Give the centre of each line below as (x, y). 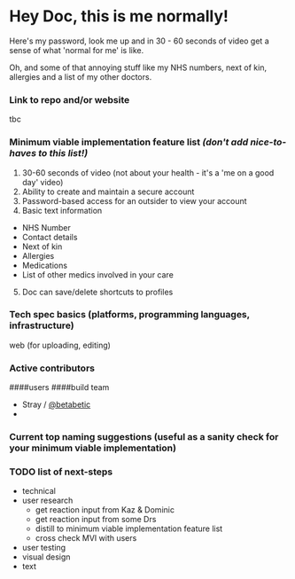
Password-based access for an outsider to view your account (134, 200)
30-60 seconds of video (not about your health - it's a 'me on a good (148, 172)
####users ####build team (59, 387)
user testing (44, 548)
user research (47, 501)
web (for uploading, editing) (60, 345)
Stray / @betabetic (56, 404)
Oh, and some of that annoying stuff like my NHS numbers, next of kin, (138, 67)
